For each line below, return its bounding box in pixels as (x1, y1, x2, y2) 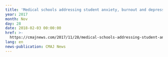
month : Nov (5, 16, 28, 21)
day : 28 (5, 21, 21, 26)
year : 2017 (5, 12, 28, 17)
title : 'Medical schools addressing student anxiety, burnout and (5, 7, 146, 12)
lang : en (5, 40, 23, 45)
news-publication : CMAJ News (5, 44, 66, 49)
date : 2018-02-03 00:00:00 (5, 26, 61, 31)
